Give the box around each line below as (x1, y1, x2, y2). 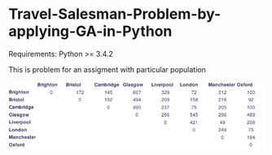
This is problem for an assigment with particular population (8, 64, 206, 74)
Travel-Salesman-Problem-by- (8, 5, 222, 24)
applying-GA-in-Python (8, 22, 173, 41)
